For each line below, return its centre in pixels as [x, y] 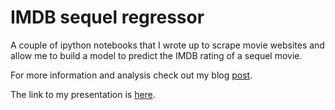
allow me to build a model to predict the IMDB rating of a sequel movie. [156, 55]
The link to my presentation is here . [83, 94]
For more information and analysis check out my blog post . [131, 75]
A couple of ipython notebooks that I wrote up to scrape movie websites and [167, 45]
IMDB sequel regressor [107, 17]
